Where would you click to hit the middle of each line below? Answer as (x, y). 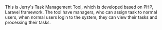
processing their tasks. (28, 22)
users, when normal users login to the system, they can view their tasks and (81, 17)
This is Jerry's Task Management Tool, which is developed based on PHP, (79, 7)
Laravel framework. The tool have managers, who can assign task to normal (81, 12)
